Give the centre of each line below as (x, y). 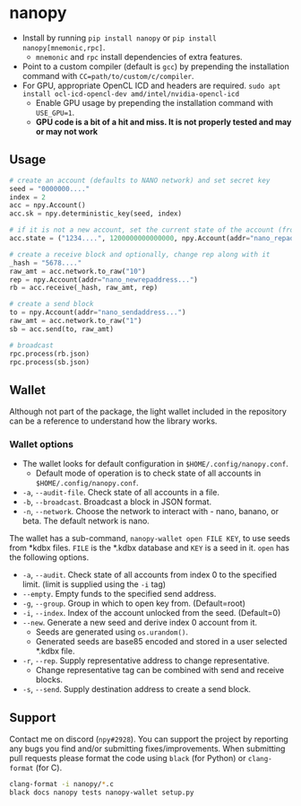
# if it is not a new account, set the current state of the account (142, 230)
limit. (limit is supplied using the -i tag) (94, 584)
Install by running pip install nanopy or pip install (119, 38)
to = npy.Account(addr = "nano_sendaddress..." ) (98, 312)
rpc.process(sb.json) (50, 362)
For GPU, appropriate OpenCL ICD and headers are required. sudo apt (151, 85)
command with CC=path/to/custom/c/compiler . (108, 75)
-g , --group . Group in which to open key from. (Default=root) (134, 603)
